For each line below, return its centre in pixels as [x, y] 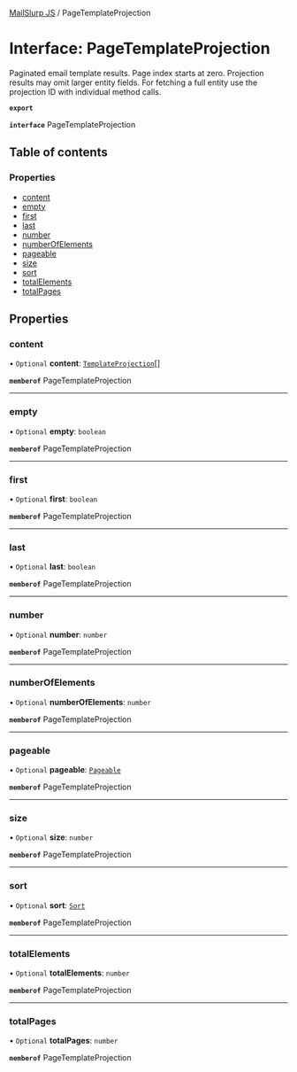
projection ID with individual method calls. [85, 91]
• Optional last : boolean [53, 567]
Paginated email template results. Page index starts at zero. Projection [137, 73]
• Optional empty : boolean [57, 431]
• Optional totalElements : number [69, 973]
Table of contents [58, 153]
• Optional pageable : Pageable [65, 770]
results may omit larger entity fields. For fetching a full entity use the [133, 82]
